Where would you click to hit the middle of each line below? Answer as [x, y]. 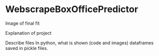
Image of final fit [22, 23]
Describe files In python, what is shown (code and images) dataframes [79, 43]
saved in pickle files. [27, 48]
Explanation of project [29, 33]
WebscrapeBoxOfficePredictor [72, 9]
